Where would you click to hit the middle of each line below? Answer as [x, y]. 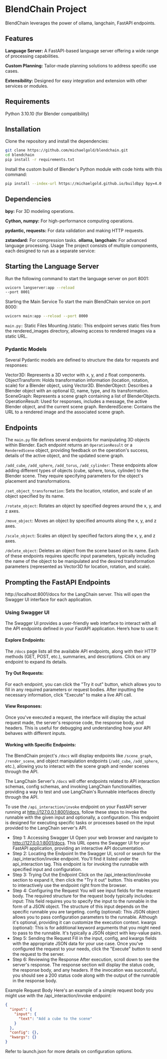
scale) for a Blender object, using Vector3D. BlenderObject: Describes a [79, 385]
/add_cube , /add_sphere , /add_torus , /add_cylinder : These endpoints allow [82, 465]
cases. [12, 71]
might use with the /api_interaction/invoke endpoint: [59, 996]
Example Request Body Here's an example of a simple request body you [79, 990]
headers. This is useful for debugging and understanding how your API [78, 728]
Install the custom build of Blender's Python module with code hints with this [84, 169]
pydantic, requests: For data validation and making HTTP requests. [75, 230]
